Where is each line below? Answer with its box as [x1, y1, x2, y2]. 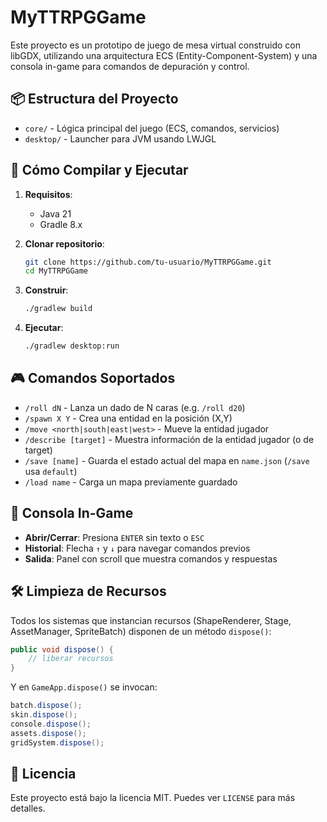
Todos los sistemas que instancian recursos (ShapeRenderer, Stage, [10, 614, 292, 626]
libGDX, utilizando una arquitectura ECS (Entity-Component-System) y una [10, 49, 318, 61]
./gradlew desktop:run [24, 341, 120, 351]
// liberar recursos [28, 654, 114, 664]
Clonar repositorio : [24, 237, 105, 250]
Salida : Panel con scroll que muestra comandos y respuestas [24, 552, 278, 565]
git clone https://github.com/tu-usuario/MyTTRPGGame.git [24, 257, 272, 267]
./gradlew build [24, 304, 93, 314]
